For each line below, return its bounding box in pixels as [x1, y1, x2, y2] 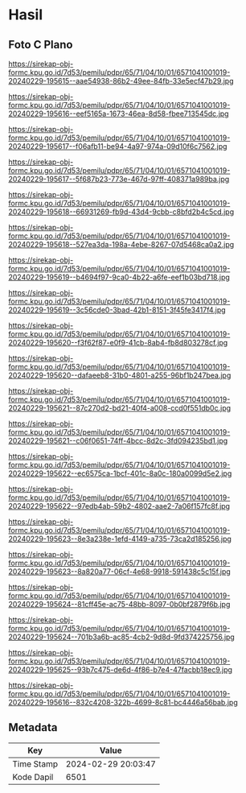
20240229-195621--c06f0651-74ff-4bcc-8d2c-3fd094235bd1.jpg [8, 436, 228, 445]
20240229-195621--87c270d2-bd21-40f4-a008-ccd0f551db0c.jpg [8, 403, 232, 412]
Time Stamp [12, 758, 59, 770]
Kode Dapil [12, 771, 54, 783]
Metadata [8, 721, 58, 734]
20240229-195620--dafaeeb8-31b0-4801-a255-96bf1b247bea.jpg [8, 370, 232, 380]
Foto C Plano [8, 38, 73, 52]
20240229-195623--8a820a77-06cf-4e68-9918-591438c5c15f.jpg [8, 567, 231, 576]
